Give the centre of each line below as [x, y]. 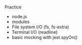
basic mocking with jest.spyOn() [44, 37]
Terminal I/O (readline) [35, 32]
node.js [20, 16]
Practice [13, 7]
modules [21, 22]
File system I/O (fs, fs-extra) [41, 27]
